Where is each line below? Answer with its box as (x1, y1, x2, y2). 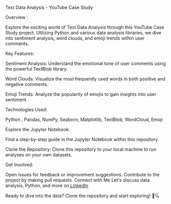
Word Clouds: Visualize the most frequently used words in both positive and (5, 76, 165, 81)
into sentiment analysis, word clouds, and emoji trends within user (5, 35, 145, 41)
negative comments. (5, 81, 49, 87)
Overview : (5, 14, 28, 20)
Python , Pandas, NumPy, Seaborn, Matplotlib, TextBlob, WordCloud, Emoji (5, 116, 163, 123)
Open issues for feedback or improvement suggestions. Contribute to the (5, 172, 160, 177)
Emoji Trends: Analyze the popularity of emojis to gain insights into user (5, 91, 157, 97)
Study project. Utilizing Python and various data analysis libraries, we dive (5, 30, 162, 35)
